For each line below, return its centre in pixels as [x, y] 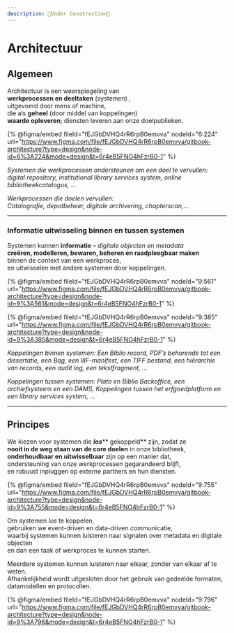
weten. [17, 571]
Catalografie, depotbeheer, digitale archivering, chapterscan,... [98, 205]
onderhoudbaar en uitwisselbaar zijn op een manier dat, [89, 456]
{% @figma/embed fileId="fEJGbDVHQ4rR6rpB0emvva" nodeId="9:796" [112, 599]
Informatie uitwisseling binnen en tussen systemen [96, 230]
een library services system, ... [51, 396]
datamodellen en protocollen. [49, 586]
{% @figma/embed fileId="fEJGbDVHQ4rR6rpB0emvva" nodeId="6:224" [112, 134]
